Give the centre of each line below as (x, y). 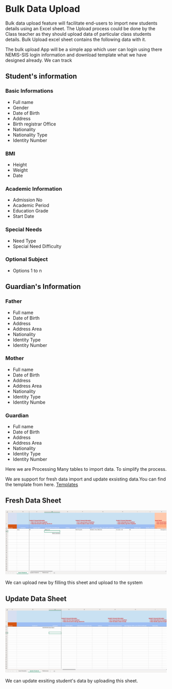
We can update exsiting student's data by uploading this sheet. (72, 681)
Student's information (41, 77)
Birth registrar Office (34, 124)
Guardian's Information (43, 287)
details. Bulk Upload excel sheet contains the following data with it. (76, 39)
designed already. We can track (39, 60)
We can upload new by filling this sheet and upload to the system (74, 582)
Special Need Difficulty (37, 246)
